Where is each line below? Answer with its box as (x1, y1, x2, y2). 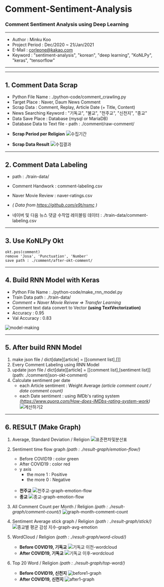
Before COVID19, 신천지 (19, 570, 67, 576)
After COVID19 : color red (19, 461, 71, 467)
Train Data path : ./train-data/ (12, 294, 71, 300)
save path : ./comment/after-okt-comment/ (5, 258, 93, 263)
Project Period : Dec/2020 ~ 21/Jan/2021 (12, 42, 94, 48)
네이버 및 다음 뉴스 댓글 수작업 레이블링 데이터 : (12, 212, 102, 218)
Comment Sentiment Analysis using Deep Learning (5, 21, 129, 28)
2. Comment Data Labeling (5, 160, 88, 169)
